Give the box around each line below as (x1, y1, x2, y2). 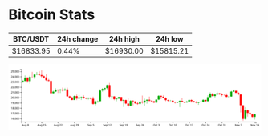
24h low (155, 34, 184, 44)
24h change (57, 34, 99, 44)
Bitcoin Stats (8, 6, 95, 24)
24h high (108, 34, 140, 44)
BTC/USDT (13, 34, 50, 44)
